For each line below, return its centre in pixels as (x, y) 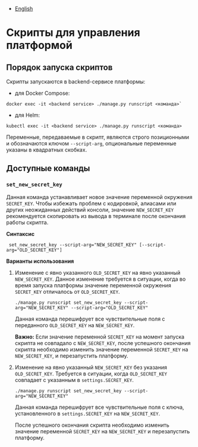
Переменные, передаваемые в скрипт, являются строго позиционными (98, 137)
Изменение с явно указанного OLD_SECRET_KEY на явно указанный (98, 272)
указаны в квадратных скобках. (47, 150)
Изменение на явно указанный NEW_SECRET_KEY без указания (91, 367)
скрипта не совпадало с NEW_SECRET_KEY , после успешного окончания (103, 343)
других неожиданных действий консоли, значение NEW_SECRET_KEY (90, 209)
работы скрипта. (27, 222)
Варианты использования (40, 261)
